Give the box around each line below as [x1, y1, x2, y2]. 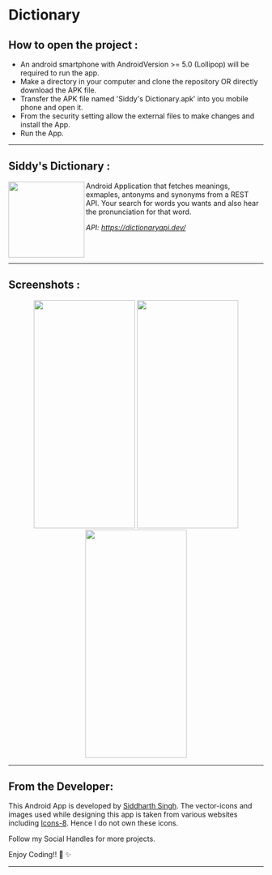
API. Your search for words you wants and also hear [86, 198, 259, 208]
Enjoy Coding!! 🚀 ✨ [8, 850, 72, 860]
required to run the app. [19, 68, 100, 78]
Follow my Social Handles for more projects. [8, 834, 155, 844]
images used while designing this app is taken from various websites [8, 809, 238, 820]
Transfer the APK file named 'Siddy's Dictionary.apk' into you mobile [19, 94, 249, 103]
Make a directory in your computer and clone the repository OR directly [19, 77, 258, 86]
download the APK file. [19, 85, 97, 95]
